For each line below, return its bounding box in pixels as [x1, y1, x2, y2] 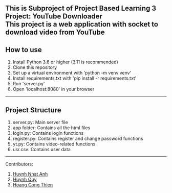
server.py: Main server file [12, 119, 68, 126]
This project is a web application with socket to [5, 20, 159, 29]
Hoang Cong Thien [12, 182, 53, 188]
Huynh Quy [12, 176, 37, 183]
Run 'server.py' [12, 81, 45, 87]
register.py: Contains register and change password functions [12, 135, 143, 142]
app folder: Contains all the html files [12, 125, 91, 131]
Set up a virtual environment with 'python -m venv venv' [12, 70, 132, 76]
